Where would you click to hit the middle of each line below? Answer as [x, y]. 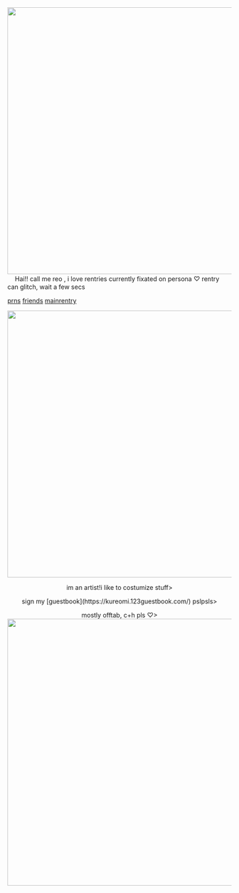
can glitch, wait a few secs [46, 287]
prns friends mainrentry [42, 301]
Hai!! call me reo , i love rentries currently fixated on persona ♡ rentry [117, 279]
